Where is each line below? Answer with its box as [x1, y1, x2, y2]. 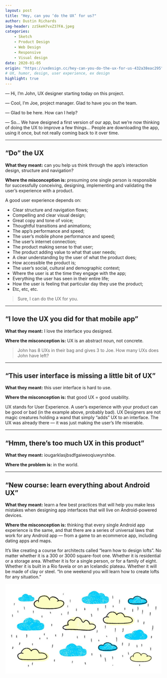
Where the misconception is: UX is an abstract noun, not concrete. [5, 338, 144, 343]
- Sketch [14, 34, 32, 39]
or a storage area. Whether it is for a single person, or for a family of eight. [5, 558, 158, 564]
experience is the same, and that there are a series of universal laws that [5, 527, 154, 533]
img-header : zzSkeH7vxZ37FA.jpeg [5, 24, 75, 29]
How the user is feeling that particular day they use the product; [12, 281, 144, 287]
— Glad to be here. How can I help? [5, 110, 78, 115]
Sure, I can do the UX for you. [17, 296, 79, 302]
